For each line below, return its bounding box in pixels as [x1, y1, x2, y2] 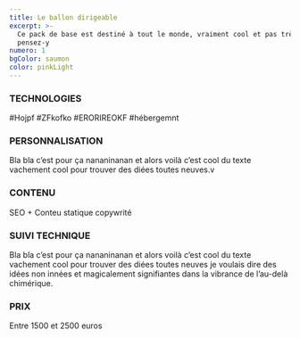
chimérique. [9, 278, 54, 289]
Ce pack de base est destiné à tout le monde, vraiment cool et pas [17, 29, 278, 38]
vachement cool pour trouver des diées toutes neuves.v [9, 164, 215, 175]
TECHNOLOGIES [9, 92, 82, 104]
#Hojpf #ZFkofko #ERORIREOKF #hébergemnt [9, 112, 179, 123]
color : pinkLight [9, 63, 74, 72]
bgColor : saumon [9, 54, 70, 63]
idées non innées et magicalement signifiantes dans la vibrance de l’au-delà [9, 268, 288, 279]
